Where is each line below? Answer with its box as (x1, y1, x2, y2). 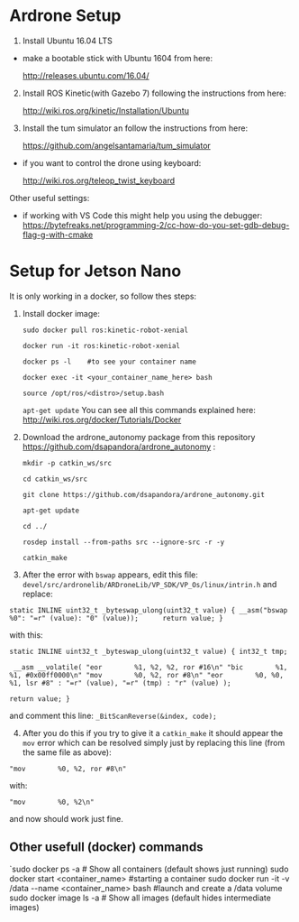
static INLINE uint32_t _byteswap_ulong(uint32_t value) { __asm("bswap (9, 605, 288, 614)
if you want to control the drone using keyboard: (22, 157, 202, 168)
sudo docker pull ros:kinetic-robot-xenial (22, 326, 189, 335)
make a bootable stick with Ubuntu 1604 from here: (22, 52, 213, 63)
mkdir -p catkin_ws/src (22, 458, 113, 467)
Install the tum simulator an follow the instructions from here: (22, 123, 249, 134)
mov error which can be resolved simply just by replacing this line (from (22, 737, 285, 748)
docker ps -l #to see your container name (22, 357, 196, 366)
